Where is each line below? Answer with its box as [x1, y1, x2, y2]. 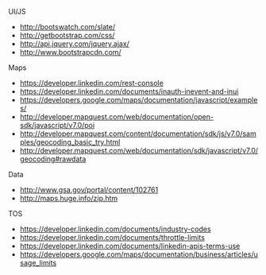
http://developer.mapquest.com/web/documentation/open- [19, 112, 214, 122]
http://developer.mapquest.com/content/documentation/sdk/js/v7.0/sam [19, 129, 256, 138]
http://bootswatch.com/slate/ [19, 22, 116, 31]
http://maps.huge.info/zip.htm [19, 194, 118, 203]
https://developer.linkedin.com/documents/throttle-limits [19, 233, 205, 242]
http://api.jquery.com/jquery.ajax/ [19, 39, 129, 48]
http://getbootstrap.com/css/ [19, 31, 115, 40]
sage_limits [19, 258, 57, 267]
